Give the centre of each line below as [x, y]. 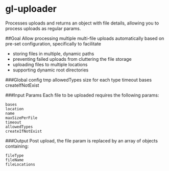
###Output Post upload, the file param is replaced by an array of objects [82, 140]
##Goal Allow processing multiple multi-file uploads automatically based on [85, 38]
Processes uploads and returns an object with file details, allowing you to [82, 23]
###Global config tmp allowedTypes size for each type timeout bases [79, 80]
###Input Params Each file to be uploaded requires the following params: [82, 95]
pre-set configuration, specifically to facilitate [53, 43]
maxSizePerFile [21, 118]
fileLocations [20, 164]
